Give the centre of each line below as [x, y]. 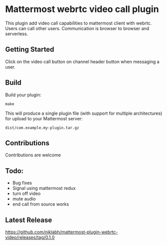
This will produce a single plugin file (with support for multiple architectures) [84, 113]
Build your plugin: [23, 95]
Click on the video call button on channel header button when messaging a [82, 62]
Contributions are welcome [33, 155]
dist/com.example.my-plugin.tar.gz [42, 128]
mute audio [24, 199]
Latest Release [29, 220]
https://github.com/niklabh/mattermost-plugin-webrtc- [62, 232]
